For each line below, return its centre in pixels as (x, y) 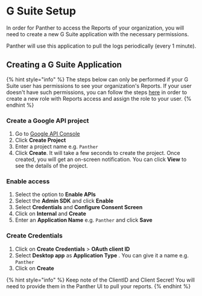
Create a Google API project (48, 121)
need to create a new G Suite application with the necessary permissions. (98, 34)
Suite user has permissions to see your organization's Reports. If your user (99, 86)
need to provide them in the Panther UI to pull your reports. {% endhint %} (99, 286)
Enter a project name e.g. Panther (56, 146)
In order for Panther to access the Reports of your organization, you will (95, 28)
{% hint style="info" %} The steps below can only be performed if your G (97, 79)
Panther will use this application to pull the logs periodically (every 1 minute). (101, 46)
